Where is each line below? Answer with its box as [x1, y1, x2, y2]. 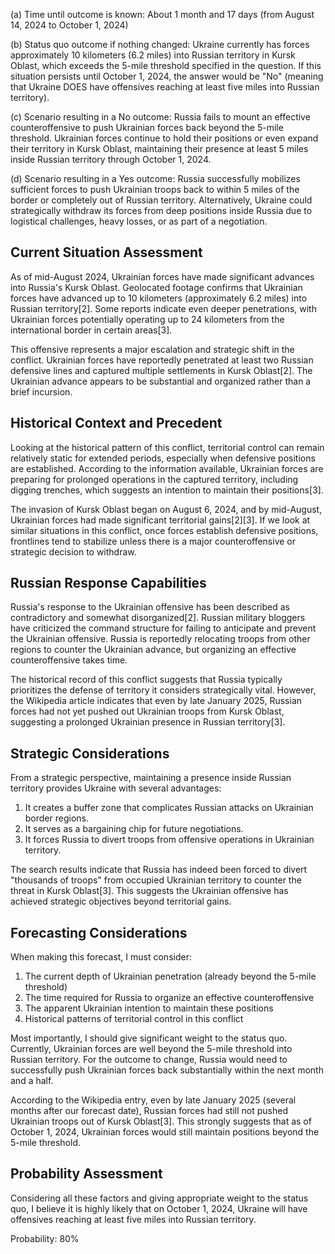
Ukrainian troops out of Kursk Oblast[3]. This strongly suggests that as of [10, 1115, 312, 1128]
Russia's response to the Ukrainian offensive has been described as [10, 601, 290, 613]
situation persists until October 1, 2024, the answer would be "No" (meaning [10, 70, 324, 82]
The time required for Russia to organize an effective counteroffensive [24, 992, 315, 1004]
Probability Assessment [10, 1165, 163, 1183]
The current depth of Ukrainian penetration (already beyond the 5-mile [24, 970, 317, 983]
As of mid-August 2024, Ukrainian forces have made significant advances [10, 270, 315, 283]
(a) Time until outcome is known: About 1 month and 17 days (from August [10, 9, 315, 20]
